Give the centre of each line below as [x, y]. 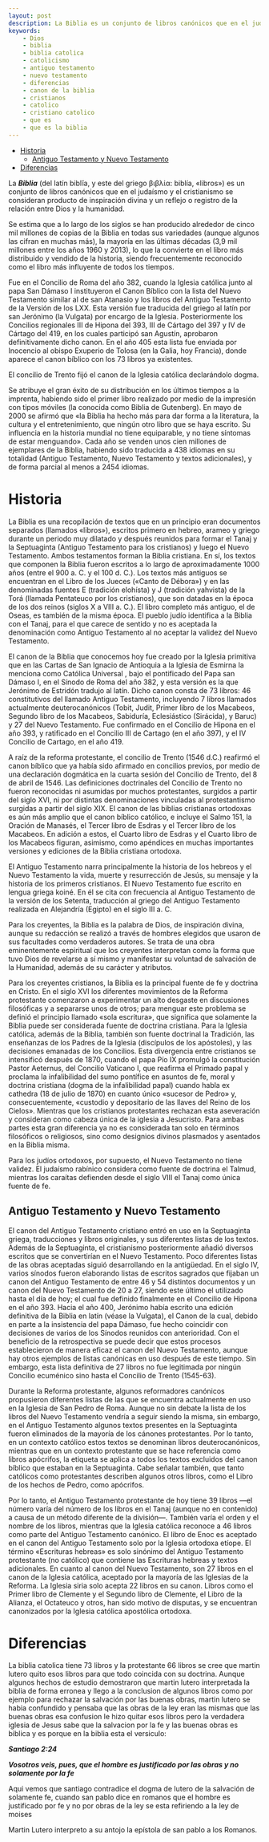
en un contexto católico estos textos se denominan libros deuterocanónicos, [134, 1442]
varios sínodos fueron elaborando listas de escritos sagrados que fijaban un [134, 1273]
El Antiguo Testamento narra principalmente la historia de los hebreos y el [130, 866]
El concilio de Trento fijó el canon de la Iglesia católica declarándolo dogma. [134, 375]
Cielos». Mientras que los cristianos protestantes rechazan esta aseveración [134, 1110]
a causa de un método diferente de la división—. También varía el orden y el [133, 1517]
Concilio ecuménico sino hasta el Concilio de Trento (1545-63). [112, 1375]
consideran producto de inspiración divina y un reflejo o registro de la [123, 200]
